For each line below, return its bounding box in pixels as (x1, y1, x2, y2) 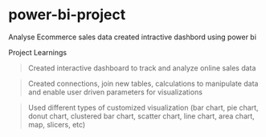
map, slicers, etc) (27, 119, 86, 129)
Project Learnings (8, 47, 67, 57)
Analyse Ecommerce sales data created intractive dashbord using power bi (8, 32, 257, 42)
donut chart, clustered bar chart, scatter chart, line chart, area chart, (27, 111, 255, 121)
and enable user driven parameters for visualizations (27, 87, 203, 97)
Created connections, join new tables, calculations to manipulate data (27, 79, 259, 88)
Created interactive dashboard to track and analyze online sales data (27, 62, 256, 73)
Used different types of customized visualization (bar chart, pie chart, (27, 103, 259, 112)
